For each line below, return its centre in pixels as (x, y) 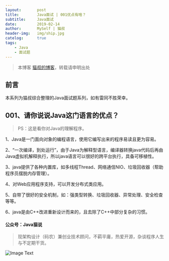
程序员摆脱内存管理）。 (29, 173)
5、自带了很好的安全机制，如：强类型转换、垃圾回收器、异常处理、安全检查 (84, 195)
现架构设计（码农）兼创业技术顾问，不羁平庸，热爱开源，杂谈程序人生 (91, 237)
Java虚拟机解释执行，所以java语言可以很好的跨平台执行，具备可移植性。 (81, 156)
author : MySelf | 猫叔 (35, 29)
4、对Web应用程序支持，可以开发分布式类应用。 (56, 184)
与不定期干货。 (33, 243)
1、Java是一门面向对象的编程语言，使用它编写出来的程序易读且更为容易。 (82, 139)
